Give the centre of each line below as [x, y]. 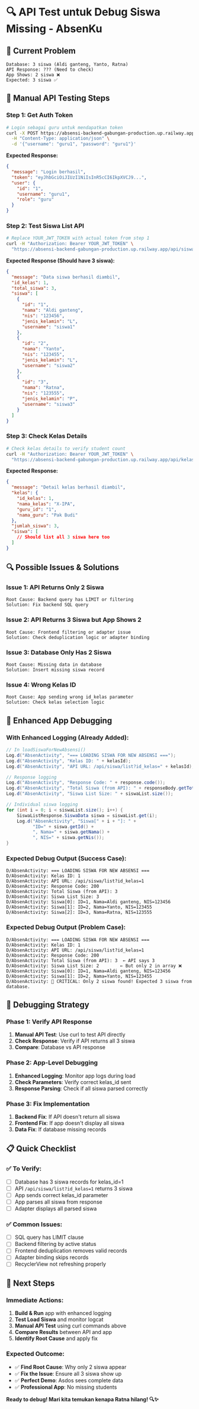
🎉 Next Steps [31, 1283]
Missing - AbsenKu [54, 29]
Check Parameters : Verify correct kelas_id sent [73, 1082]
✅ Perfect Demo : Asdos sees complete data [69, 1380]
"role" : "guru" [36, 200]
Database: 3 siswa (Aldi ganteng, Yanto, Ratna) [67, 64]
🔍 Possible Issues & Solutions [63, 567]
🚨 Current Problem [41, 51]
